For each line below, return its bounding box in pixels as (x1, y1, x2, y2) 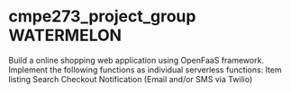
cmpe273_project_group (8, 6, 196, 27)
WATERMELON (8, 25, 123, 46)
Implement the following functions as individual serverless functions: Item (8, 64, 282, 75)
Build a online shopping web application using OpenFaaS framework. (8, 55, 265, 65)
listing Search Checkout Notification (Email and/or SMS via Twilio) (8, 73, 253, 84)
